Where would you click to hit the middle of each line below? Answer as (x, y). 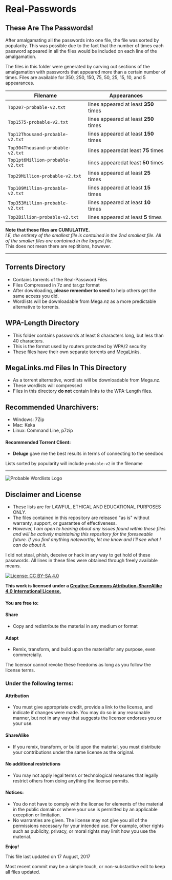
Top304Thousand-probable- (39, 148)
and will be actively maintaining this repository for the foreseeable (83, 534)
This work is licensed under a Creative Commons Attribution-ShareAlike (84, 586)
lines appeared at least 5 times (125, 217)
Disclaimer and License (43, 494)
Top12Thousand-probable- (38, 134)
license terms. (20, 670)
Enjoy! (12, 847)
